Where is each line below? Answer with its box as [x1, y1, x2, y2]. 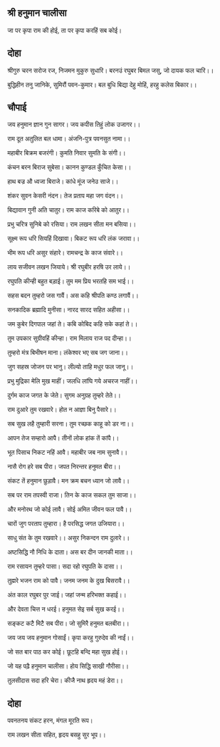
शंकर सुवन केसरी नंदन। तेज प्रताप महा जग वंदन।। [7, 192, 124, 200]
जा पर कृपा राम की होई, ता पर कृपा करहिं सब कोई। [7, 26, 122, 34]
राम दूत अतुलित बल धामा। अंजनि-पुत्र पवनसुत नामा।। [7, 135, 131, 143]
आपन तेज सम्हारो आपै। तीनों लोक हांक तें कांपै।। [7, 434, 120, 443]
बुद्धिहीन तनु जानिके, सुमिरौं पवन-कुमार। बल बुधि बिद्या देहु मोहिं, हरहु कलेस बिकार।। [7, 80, 197, 89]
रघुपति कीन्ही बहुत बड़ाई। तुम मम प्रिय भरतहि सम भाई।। [7, 277, 135, 286]
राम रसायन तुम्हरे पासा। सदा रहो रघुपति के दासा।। [7, 562, 123, 571]
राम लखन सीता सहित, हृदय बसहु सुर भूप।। [7, 731, 107, 739]
